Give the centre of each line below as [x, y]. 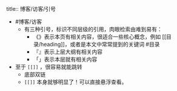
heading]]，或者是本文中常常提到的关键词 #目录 [100, 44]
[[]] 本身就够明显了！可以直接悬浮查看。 [75, 82]
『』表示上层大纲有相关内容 [68, 52]
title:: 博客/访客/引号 [31, 9]
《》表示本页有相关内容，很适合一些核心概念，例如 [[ [100, 37]
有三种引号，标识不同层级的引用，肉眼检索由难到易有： [93, 29]
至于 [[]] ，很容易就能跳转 [49, 67]
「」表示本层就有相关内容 [65, 59]
